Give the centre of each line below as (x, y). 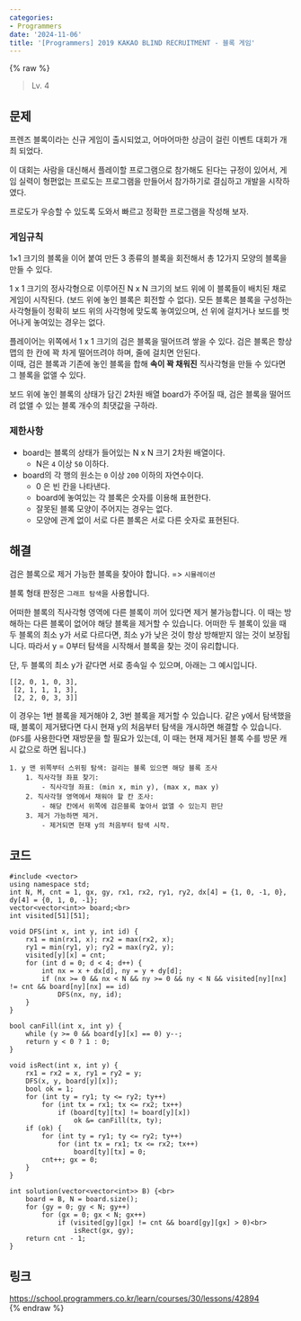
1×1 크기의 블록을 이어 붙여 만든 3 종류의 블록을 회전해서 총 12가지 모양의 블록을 (148, 258)
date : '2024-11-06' (46, 34)
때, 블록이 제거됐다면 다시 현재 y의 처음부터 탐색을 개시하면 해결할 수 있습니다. (146, 727)
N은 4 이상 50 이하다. (72, 463)
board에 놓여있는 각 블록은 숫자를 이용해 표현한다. (123, 497)
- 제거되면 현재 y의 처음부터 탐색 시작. (106, 826)
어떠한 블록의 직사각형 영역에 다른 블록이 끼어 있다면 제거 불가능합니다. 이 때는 (146, 612)
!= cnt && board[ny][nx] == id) (70, 987)
